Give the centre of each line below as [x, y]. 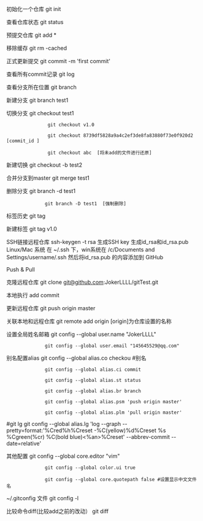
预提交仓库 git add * [32, 35]
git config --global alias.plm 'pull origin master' [114, 413]
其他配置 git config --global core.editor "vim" [63, 456]
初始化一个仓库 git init [34, 9]
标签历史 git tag [26, 216]
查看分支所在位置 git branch [41, 87]
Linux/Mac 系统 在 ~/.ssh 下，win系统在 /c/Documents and [81, 249]
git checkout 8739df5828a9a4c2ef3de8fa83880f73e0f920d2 [120, 135]
